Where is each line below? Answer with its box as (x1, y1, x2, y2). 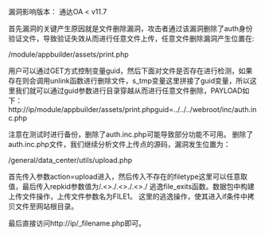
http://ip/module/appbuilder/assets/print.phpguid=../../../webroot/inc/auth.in (8, 105, 257, 114)
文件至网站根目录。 (14, 202, 78, 211)
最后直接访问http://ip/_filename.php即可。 (8, 219, 146, 228)
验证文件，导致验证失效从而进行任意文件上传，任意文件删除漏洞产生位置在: (8, 34, 255, 43)
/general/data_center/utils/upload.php (8, 156, 133, 164)
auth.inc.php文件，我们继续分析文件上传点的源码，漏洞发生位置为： (8, 140, 231, 149)
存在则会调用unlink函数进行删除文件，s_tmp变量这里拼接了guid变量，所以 (8, 76, 251, 85)
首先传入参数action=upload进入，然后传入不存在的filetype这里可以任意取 (8, 172, 248, 181)
